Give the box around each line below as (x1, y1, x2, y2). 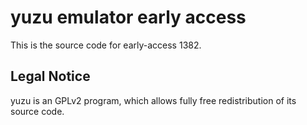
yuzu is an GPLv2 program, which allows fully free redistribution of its (10, 94, 297, 106)
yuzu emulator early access (10, 6, 247, 29)
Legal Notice (10, 68, 91, 85)
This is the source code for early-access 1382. (10, 39, 202, 51)
